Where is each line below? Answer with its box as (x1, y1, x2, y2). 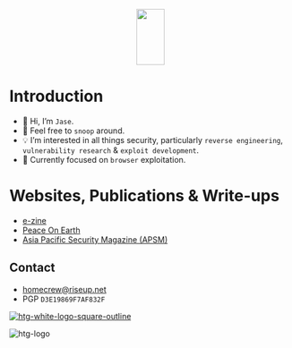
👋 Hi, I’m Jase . (21, 115, 74, 126)
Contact (9, 260, 56, 276)
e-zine (21, 215, 47, 225)
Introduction (9, 86, 104, 106)
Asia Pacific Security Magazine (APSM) (21, 233, 168, 245)
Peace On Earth (21, 225, 81, 235)
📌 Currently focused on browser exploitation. (21, 154, 186, 165)
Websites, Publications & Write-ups (9, 186, 280, 206)
